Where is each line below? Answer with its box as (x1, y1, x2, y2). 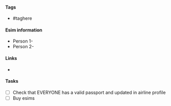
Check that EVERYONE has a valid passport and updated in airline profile (12, 89, 166, 95)
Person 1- (12, 38, 33, 44)
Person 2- (12, 44, 34, 50)
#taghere (12, 15, 32, 21)
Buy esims (12, 95, 35, 101)
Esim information (5, 27, 42, 33)
